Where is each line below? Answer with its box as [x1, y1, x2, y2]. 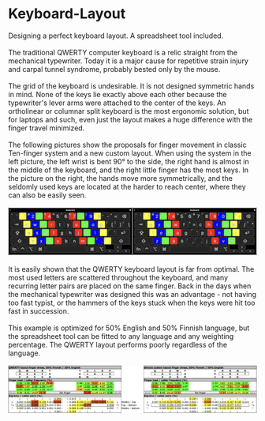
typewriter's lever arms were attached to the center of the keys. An [8, 98, 226, 107]
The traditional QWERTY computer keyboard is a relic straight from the [8, 47, 238, 57]
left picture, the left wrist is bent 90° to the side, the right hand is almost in [8, 156, 250, 166]
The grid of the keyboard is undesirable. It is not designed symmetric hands [8, 81, 255, 91]
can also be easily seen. [8, 190, 87, 200]
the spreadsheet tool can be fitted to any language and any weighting [8, 332, 234, 341]
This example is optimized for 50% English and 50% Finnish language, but [8, 323, 250, 333]
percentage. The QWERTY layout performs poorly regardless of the [8, 340, 228, 350]
